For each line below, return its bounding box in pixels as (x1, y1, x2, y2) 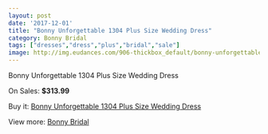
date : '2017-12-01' (8, 19, 73, 27)
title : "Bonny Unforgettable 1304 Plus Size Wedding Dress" (8, 26, 213, 34)
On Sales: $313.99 (8, 86, 70, 96)
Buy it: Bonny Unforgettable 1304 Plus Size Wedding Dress (8, 101, 202, 111)
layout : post (8, 11, 52, 20)
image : (8, 49, 30, 57)
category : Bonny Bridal (8, 33, 88, 42)
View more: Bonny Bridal (8, 117, 89, 126)
